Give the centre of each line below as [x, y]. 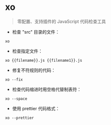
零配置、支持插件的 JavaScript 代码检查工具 [61, 21]
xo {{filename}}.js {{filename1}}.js [44, 60]
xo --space [16, 99]
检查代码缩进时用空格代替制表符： [47, 89]
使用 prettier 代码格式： [36, 108]
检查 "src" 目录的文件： [36, 32]
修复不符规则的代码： [34, 70]
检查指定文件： [27, 51]
